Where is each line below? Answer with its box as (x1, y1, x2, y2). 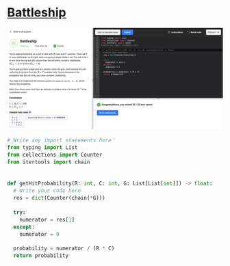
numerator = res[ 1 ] (19, 216, 75, 223)
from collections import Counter (7, 151, 103, 158)
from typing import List (7, 144, 78, 151)
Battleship (7, 5, 66, 21)
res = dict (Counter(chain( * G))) (13, 195, 106, 202)
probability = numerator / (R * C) (13, 245, 115, 252)
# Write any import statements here (7, 137, 112, 144)
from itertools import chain (7, 159, 90, 165)
